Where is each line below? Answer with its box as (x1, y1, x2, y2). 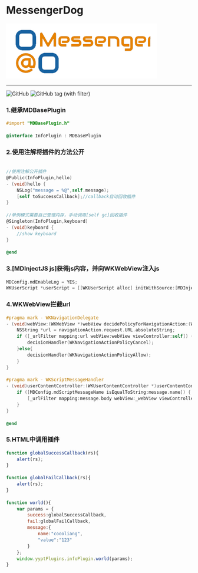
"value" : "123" (37, 537, 72, 543)
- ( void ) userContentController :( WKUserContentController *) (6, 383, 157, 389)
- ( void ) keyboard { (6, 225, 54, 230)
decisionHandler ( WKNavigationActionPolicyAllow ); (27, 352, 151, 358)
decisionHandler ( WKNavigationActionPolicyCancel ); (27, 340, 154, 345)
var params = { (16, 506, 54, 512)
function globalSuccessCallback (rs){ (6, 450, 99, 456)
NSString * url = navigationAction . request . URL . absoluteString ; (16, 327, 176, 333)
